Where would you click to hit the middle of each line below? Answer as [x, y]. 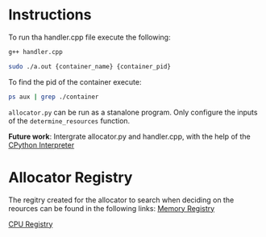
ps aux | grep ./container [54, 97]
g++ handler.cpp [35, 52]
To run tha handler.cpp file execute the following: [89, 37]
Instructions [50, 15]
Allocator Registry [71, 177]
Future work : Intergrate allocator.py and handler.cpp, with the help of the [130, 136]
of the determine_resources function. [69, 121]
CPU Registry [31, 224]
